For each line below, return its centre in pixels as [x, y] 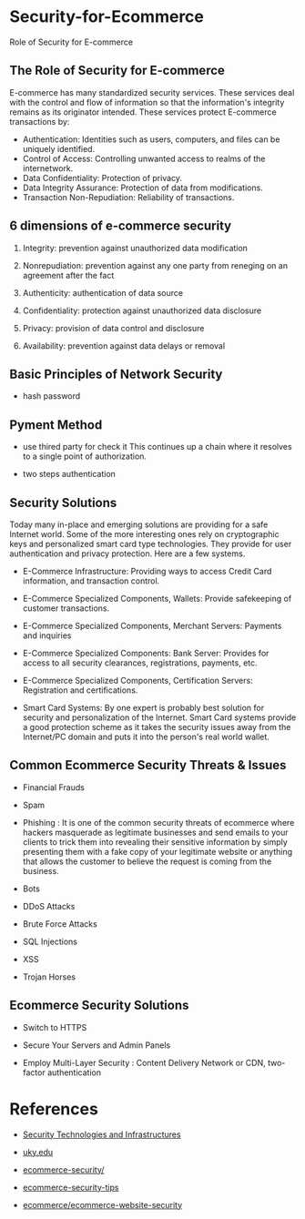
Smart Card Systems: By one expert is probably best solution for [143, 708]
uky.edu [38, 1152]
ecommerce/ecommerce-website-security [102, 1204]
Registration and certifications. [80, 690]
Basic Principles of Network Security [116, 374]
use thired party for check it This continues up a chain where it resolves [158, 447]
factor [34, 1072]
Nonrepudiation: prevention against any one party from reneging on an [155, 265]
